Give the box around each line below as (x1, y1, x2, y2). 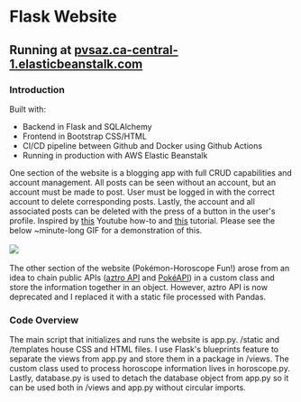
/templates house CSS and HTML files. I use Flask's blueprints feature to (9, 344, 279, 355)
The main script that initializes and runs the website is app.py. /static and (9, 334, 280, 345)
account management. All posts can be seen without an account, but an (9, 177, 277, 187)
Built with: (9, 104, 47, 114)
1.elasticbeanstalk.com (9, 56, 143, 71)
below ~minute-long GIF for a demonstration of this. (9, 224, 203, 235)
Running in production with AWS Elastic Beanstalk (22, 150, 208, 160)
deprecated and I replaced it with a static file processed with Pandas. (9, 291, 267, 302)
